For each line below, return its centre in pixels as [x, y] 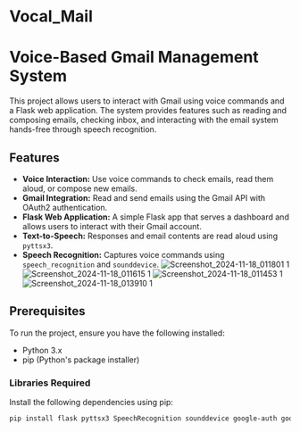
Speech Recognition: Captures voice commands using [123, 254]
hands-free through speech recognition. [83, 129]
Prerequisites [47, 311]
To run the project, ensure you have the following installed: [117, 333]
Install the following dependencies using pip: [92, 403]
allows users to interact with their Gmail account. [112, 226]
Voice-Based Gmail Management [134, 58]
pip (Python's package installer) [81, 360]
